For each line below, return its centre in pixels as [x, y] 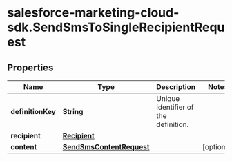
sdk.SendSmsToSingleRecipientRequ [116, 27]
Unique [168, 98]
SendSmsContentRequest [106, 147]
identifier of [175, 107]
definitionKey [33, 112]
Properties [30, 67]
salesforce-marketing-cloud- [93, 13]
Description [176, 87]
